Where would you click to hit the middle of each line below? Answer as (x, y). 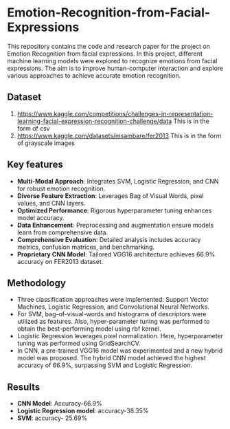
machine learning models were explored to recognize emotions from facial (112, 60)
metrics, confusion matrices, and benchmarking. (85, 247)
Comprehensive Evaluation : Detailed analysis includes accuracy (109, 239)
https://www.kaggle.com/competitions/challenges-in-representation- (115, 113)
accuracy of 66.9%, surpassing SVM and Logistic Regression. (105, 365)
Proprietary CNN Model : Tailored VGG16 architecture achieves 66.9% (116, 254)
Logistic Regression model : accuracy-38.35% (83, 411)
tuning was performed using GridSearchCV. (79, 343)
